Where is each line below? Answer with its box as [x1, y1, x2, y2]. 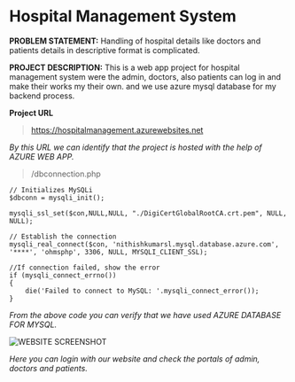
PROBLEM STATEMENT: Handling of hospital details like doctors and [9, 35, 261, 46]
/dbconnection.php [30, 168, 102, 179]
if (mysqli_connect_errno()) [9, 270, 117, 280]
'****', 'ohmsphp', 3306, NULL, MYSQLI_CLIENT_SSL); [9, 247, 208, 256]
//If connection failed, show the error [9, 263, 161, 272]
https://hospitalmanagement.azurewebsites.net [30, 124, 204, 135]
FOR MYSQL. [9, 319, 58, 330]
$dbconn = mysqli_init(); [9, 193, 105, 202]
